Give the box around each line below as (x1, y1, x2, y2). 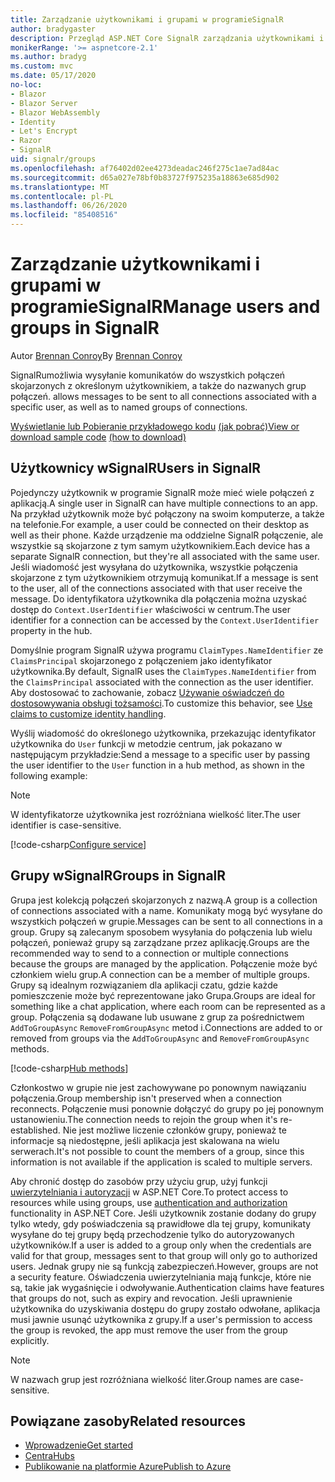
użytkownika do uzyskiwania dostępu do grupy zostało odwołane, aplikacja (10, 1302, 321, 1315)
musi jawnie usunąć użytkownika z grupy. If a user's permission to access (10, 1313, 313, 1325)
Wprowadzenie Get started (24, 1439, 133, 1451)
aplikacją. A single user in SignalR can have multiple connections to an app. (10, 497, 318, 509)
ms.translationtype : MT (10, 182, 110, 192)
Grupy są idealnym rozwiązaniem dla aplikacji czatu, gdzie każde (10, 979, 278, 991)
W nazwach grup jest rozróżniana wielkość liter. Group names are (10, 1373, 278, 1385)
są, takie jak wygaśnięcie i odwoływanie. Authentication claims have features (10, 1281, 325, 1293)
